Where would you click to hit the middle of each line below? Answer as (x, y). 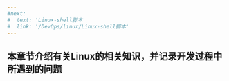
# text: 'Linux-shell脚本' (47, 20)
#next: (17, 13)
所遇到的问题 (35, 69)
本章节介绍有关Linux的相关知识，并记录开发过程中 (115, 56)
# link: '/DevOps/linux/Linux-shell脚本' (68, 26)
